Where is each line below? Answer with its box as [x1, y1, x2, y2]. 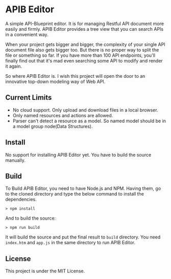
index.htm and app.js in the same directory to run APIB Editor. [5, 240, 136, 246]
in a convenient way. [5, 31, 48, 37]
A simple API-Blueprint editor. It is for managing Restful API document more [5, 20, 164, 27]
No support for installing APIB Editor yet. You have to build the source [5, 152, 152, 158]
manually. [5, 157, 26, 163]
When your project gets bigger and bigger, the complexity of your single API [5, 41, 165, 47]
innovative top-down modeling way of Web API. [5, 78, 106, 84]
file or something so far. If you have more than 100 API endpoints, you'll [5, 52, 156, 58]
